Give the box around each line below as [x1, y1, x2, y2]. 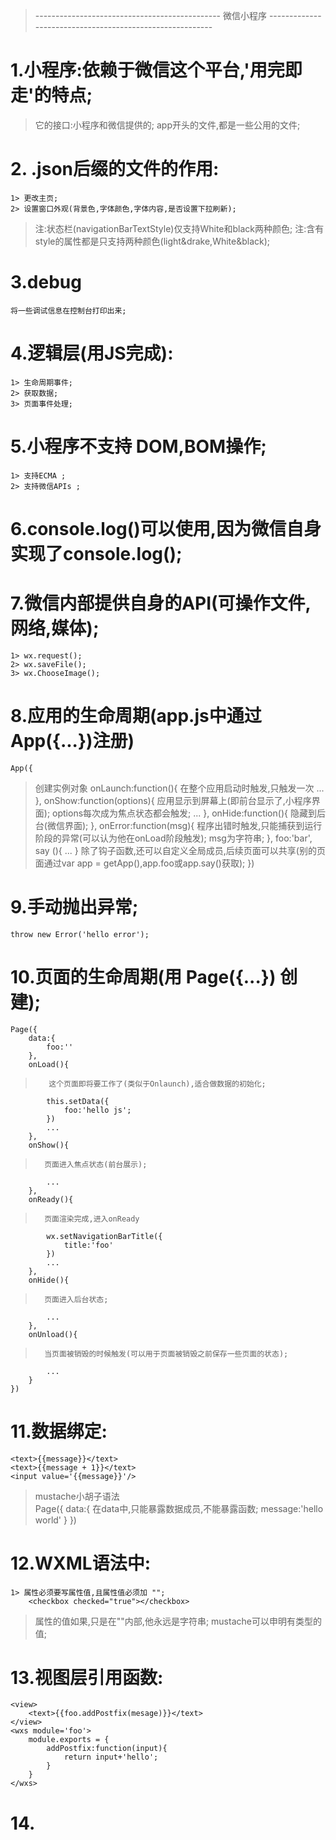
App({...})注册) [10, 730, 135, 752]
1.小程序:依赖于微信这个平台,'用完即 [10, 59, 303, 82]
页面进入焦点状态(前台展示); [44, 1159, 148, 1169]
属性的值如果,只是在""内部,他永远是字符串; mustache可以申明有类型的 [34, 1615, 322, 1627]
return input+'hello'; [63, 1752, 159, 1763]
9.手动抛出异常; [10, 895, 139, 918]
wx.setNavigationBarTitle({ [46, 1231, 163, 1241]
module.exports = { [28, 1735, 110, 1745]
